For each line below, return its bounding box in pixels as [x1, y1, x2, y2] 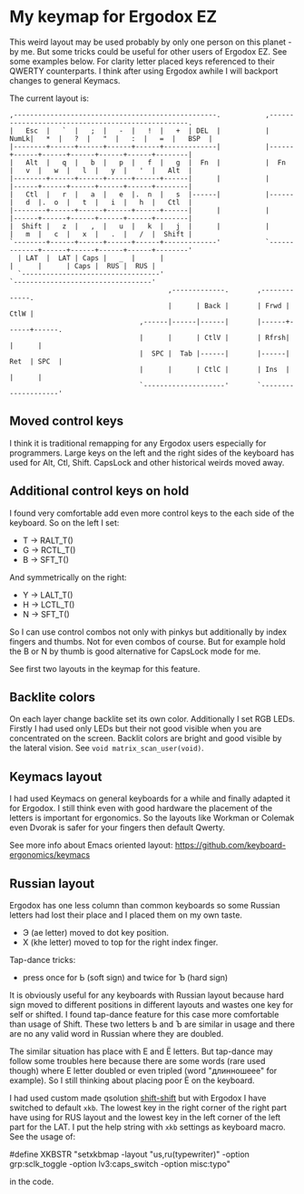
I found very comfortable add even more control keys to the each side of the [9, 507, 295, 518]
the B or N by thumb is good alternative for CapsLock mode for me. [9, 646, 261, 657]
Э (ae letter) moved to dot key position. [22, 928, 170, 938]
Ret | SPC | [9, 356, 64, 366]
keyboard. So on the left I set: [9, 517, 120, 528]
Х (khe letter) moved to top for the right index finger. [22, 937, 219, 948]
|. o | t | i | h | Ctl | [37, 197, 193, 206]
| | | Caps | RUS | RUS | [9, 261, 156, 270]
